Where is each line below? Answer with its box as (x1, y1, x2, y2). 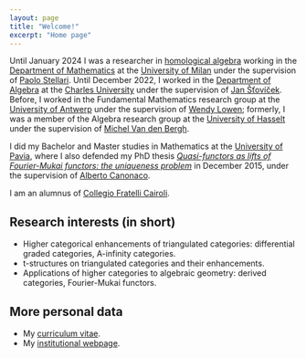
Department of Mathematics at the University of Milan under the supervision (9, 65, 297, 76)
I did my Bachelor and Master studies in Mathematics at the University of (9, 141, 283, 152)
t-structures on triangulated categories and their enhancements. (22, 258, 265, 269)
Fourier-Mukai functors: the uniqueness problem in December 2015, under (9, 161, 290, 172)
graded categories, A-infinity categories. (22, 248, 176, 259)
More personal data (9, 303, 123, 320)
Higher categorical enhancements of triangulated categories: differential (22, 238, 295, 249)
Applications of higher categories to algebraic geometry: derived (22, 268, 267, 279)
